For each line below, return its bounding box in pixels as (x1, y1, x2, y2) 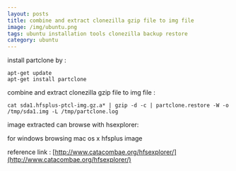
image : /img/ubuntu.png (7, 23, 78, 30)
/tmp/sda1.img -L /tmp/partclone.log (7, 108, 119, 115)
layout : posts (7, 10, 49, 18)
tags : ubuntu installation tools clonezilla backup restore (7, 30, 189, 37)
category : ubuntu (7, 37, 59, 44)
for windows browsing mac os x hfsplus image (7, 134, 143, 143)
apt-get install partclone (7, 76, 87, 83)
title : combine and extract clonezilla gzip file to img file (7, 17, 194, 24)
